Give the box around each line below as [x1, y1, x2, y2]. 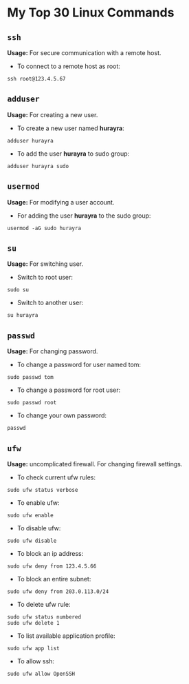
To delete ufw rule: [16, 601, 71, 609]
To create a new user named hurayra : [16, 124, 125, 132]
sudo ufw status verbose [7, 487, 78, 494]
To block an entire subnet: [16, 575, 91, 583]
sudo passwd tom [7, 374, 54, 381]
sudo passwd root [7, 400, 57, 406]
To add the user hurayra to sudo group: [16, 149, 130, 158]
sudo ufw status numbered [7, 614, 81, 621]
